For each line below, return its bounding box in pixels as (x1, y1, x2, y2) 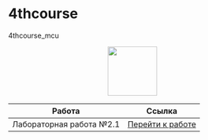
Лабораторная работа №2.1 (12, 119, 121, 130)
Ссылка (146, 105, 178, 116)
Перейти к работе (127, 119, 197, 130)
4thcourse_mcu (8, 31, 59, 40)
